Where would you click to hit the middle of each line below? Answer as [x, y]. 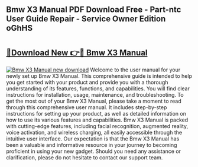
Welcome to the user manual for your [135, 70]
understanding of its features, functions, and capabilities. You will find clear [98, 89]
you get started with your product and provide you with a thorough [87, 82]
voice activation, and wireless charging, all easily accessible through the [94, 132]
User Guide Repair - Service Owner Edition [86, 19]
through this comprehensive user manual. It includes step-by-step [87, 107]
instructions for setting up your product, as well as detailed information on [96, 114]
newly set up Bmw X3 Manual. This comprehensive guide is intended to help [99, 76]
